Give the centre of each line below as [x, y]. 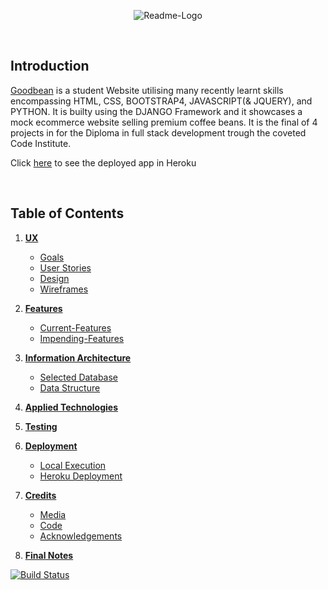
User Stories [65, 267]
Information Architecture [78, 357]
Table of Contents [67, 213]
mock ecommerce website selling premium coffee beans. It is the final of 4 [164, 122]
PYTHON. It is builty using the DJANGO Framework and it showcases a [156, 111]
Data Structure [70, 387]
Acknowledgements [81, 536]
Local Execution [73, 465]
